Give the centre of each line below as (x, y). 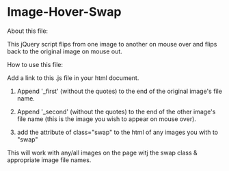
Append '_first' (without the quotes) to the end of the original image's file (119, 91)
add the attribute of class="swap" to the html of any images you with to (118, 132)
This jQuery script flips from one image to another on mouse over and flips (112, 44)
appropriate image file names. (49, 160)
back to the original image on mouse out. (65, 51)
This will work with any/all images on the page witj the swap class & (103, 153)
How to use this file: (35, 64)
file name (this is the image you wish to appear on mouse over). (107, 119)
